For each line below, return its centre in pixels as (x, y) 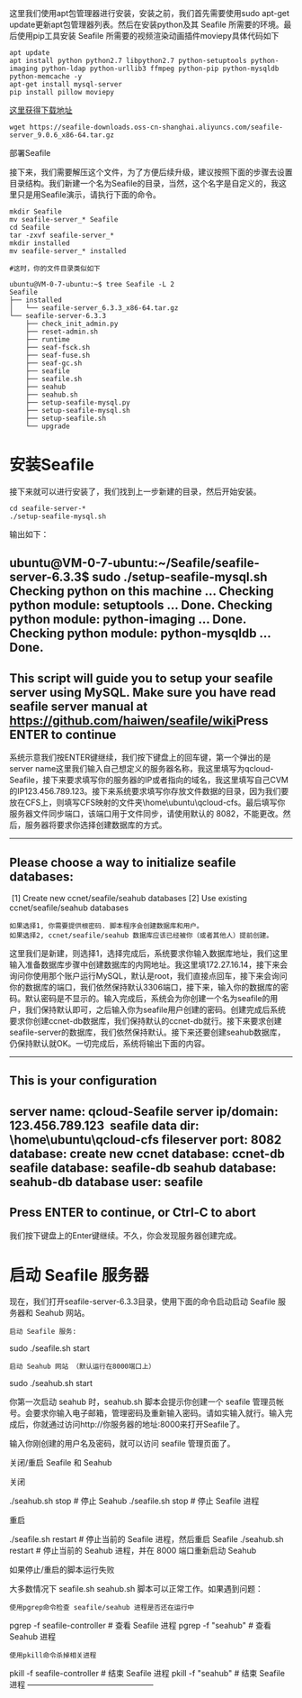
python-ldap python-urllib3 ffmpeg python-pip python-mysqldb (160, 68)
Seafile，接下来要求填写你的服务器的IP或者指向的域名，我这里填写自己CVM (149, 780)
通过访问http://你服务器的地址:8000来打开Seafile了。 (147, 1424)
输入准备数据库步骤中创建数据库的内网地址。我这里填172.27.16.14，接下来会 (149, 964)
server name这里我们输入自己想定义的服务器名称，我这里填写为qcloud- (142, 769)
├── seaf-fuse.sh (58, 355)
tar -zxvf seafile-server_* (62, 235)
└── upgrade (48, 426)
